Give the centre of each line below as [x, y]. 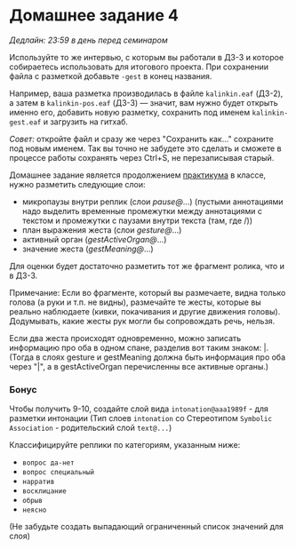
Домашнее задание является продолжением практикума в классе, [138, 175]
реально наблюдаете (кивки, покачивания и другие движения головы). [145, 311]
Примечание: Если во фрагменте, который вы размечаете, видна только [148, 292]
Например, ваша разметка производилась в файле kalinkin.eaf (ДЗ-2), [146, 93]
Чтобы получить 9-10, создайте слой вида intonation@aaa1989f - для [139, 409]
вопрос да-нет [48, 463]
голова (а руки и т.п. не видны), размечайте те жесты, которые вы [136, 302]
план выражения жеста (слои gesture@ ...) [102, 230]
